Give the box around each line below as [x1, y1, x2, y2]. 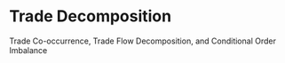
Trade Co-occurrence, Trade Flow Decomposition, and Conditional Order [9, 35, 277, 46]
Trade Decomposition [9, 6, 171, 27]
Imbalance [9, 44, 48, 55]
